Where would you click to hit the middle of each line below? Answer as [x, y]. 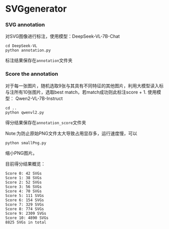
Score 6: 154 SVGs [25, 200]
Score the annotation [32, 74]
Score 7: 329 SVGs [25, 204]
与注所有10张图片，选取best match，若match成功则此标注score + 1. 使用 [81, 92]
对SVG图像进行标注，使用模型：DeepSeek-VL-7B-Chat [63, 37]
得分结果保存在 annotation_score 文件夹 [46, 122]
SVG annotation [25, 25]
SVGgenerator [36, 9]
